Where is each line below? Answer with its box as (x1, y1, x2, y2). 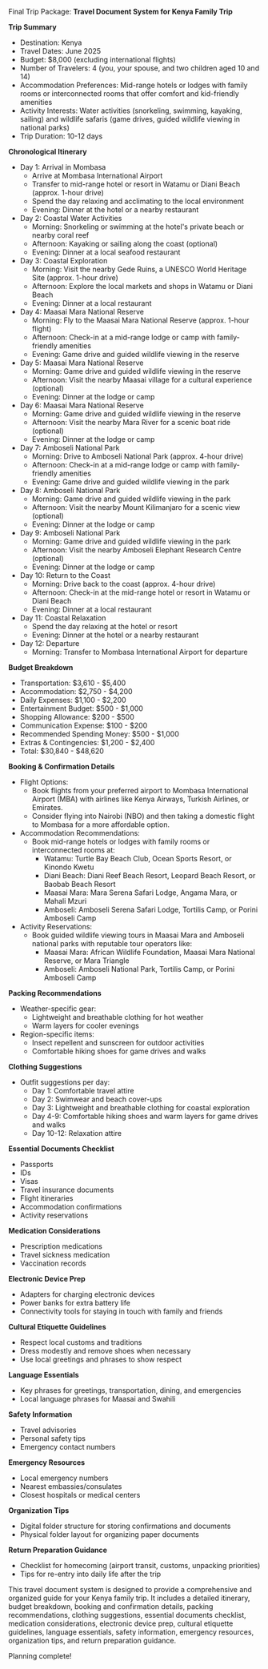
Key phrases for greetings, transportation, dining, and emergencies (19, 1386, 242, 1395)
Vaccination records (19, 1258, 86, 1268)
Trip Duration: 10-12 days (19, 131, 103, 141)
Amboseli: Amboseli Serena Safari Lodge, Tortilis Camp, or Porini (43, 905, 258, 914)
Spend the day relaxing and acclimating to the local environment (31, 196, 244, 206)
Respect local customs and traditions (19, 1338, 142, 1347)
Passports (19, 1160, 54, 1169)
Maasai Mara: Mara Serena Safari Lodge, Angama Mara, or (43, 888, 238, 897)
